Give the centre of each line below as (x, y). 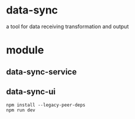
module (25, 50)
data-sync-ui (31, 91)
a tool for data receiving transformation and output (67, 26)
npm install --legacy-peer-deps (46, 105)
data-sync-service (42, 72)
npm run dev (21, 110)
